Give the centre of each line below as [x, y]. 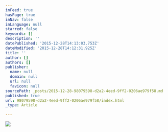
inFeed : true [19, 10]
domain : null [24, 77]
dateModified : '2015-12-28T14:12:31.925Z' [51, 48]
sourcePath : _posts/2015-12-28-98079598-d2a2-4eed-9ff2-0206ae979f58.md [84, 91]
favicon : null [25, 86]
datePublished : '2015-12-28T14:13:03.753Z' [52, 43]
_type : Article [21, 105]
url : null [20, 81]
